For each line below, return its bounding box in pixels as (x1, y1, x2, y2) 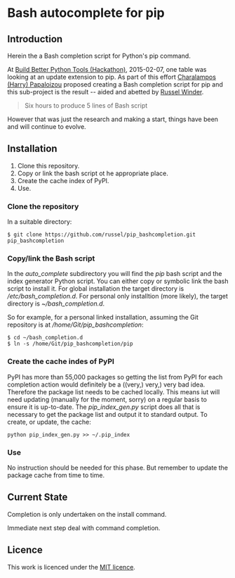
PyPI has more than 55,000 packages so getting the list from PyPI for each (7, 372, 223, 381)
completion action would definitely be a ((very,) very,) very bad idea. (7, 380, 206, 389)
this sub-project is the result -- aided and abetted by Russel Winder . (7, 88, 204, 96)
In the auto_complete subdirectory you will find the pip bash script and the (7, 270, 222, 278)
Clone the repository (7, 201, 79, 211)
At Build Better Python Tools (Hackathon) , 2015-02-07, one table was (7, 65, 207, 73)
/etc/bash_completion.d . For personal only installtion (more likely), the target (7, 292, 228, 301)
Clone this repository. (17, 161, 80, 170)
